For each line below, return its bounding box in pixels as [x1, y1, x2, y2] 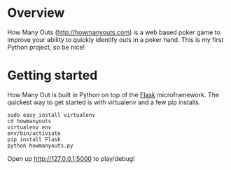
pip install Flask [7, 136, 61, 143]
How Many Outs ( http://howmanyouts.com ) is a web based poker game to [7, 28, 220, 36]
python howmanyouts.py [7, 142, 73, 149]
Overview [7, 5, 65, 21]
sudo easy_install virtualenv [7, 111, 96, 118]
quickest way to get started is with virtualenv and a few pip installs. [7, 98, 201, 106]
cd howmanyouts [7, 118, 52, 125]
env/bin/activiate [7, 129, 61, 137]
